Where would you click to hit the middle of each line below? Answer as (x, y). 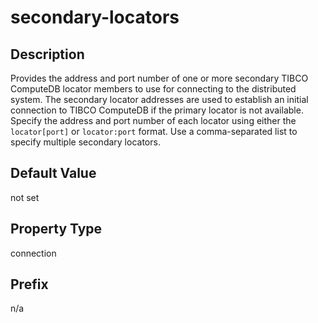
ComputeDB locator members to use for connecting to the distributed (153, 89)
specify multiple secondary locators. (85, 142)
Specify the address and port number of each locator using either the (153, 120)
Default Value (53, 173)
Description (47, 54)
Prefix (29, 284)
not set (25, 197)
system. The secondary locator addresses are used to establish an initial (159, 99)
